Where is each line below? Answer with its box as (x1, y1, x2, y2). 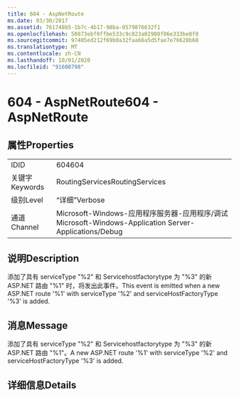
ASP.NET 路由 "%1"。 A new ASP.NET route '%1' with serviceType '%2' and (7, 349, 228, 357)
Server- (167, 218, 196, 228)
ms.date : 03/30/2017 (7, 17, 69, 24)
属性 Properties (7, 139, 74, 152)
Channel (11, 222, 39, 232)
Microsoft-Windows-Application (55, 218, 166, 228)
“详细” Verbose (55, 195, 105, 205)
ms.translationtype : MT (7, 43, 78, 51)
